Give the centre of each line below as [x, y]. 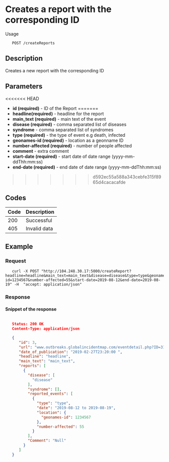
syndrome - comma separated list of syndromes [63, 130]
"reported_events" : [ [50, 394]
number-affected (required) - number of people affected [72, 146]
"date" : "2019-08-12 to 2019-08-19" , [76, 408]
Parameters [24, 86]
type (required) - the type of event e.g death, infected [69, 135]
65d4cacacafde [109, 182]
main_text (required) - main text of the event [59, 119]
